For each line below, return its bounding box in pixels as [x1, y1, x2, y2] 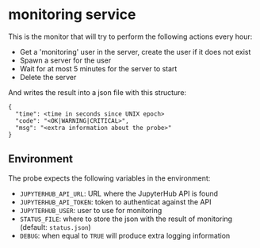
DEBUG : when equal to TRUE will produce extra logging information [19, 231, 231, 240]
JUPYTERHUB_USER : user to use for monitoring [19, 205, 162, 215]
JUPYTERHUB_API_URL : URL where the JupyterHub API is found [19, 189, 219, 198]
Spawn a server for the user [19, 55, 112, 65]
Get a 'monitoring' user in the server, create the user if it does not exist [19, 47, 251, 56]
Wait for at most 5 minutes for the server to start [19, 63, 178, 73]
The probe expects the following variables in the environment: [8, 173, 211, 183]
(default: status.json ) [19, 222, 91, 231]
